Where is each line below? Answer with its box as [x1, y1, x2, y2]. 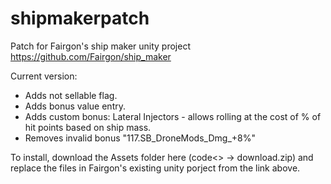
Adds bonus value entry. [24, 100, 126, 112]
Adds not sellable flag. [24, 89, 118, 101]
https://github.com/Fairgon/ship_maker [10, 50, 172, 62]
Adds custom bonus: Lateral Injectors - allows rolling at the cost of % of [24, 110, 322, 122]
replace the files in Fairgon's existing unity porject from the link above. [10, 162, 301, 174]
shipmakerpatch [10, 7, 150, 30]
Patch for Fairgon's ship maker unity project [10, 40, 191, 52]
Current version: [10, 70, 78, 82]
